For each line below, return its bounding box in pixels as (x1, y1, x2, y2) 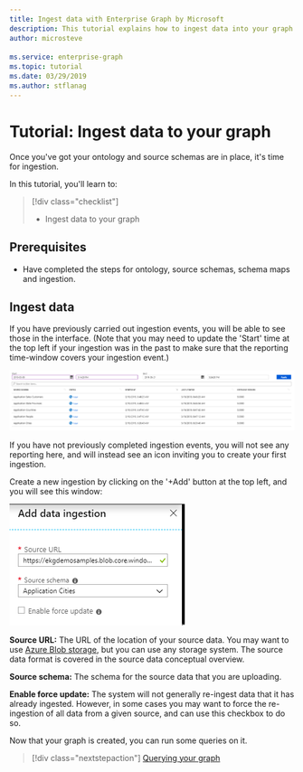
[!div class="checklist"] (31, 195, 119, 207)
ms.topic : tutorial (9, 62, 83, 71)
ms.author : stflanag (9, 81, 88, 90)
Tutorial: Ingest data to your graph (9, 121, 271, 142)
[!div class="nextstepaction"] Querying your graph (31, 752, 221, 763)
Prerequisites (9, 240, 87, 255)
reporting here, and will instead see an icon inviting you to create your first (9, 448, 287, 460)
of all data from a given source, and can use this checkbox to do (45, 708, 286, 719)
